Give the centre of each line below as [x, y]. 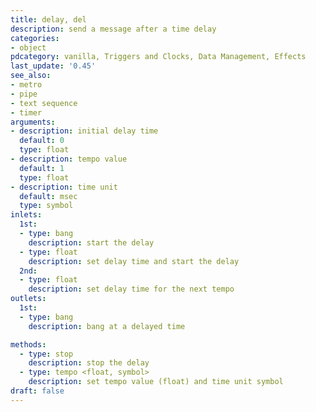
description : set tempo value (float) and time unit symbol [156, 382]
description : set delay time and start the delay [134, 261]
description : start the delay [91, 242]
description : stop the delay [89, 363]
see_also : [31, 76]
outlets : [28, 299]
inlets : [26, 215]
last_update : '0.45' [53, 66]
